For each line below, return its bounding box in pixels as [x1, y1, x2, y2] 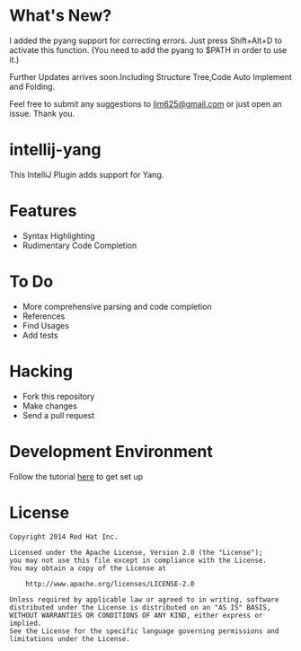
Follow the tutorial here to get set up [9, 471, 144, 481]
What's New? [9, 5, 112, 26]
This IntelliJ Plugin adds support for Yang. [9, 169, 164, 180]
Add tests [22, 330, 58, 340]
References [22, 311, 66, 321]
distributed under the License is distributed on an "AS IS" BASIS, [9, 603, 271, 611]
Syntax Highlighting [22, 230, 96, 241]
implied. [9, 619, 42, 628]
